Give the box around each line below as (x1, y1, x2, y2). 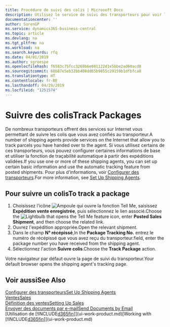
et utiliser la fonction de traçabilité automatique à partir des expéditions (5, 153, 154, 159)
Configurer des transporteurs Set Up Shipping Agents (5, 289, 116, 296)
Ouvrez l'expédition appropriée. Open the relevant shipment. (12, 224, 138, 231)
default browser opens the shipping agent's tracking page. (5, 261, 127, 267)
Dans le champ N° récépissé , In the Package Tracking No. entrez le (12, 230, 154, 236)
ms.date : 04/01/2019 (5, 54, 49, 60)
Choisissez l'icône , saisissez (12, 203, 158, 209)
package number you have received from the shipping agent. (12, 240, 140, 246)
